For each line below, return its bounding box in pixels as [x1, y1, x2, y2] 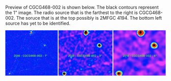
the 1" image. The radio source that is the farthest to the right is [5, 10, 138, 16]
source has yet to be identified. [5, 20, 71, 26]
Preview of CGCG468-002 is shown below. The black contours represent [5, 5, 159, 10]
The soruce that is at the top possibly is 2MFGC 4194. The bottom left [16, 15, 162, 21]
